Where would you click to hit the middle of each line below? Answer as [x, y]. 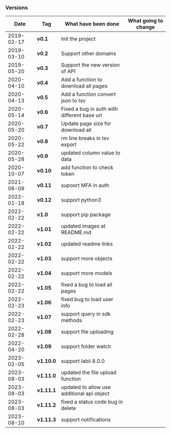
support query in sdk [86, 314]
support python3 [81, 200]
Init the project [78, 39]
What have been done [92, 24]
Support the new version [90, 65]
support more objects [87, 259]
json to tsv [73, 101]
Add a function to [82, 79]
